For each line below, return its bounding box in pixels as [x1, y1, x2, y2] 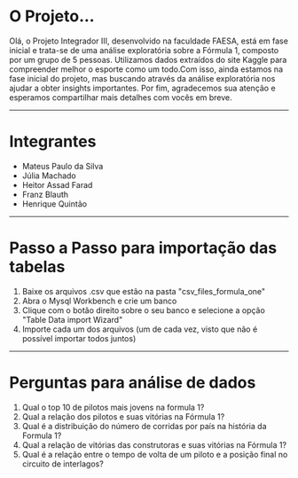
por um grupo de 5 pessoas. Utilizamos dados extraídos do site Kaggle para [9, 54, 287, 65]
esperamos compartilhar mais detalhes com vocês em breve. [9, 91, 232, 103]
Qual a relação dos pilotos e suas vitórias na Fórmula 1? [21, 411, 225, 422]
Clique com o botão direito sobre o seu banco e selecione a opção [21, 304, 266, 316]
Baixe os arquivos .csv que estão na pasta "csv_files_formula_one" [21, 286, 266, 296]
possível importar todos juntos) [21, 333, 137, 343]
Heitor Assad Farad [21, 179, 93, 190]
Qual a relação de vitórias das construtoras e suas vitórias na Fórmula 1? [21, 439, 286, 450]
